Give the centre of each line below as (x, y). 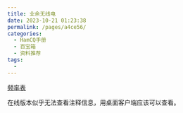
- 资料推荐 (27, 54)
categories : (25, 34)
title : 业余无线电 (32, 14)
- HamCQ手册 (30, 40)
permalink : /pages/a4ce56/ (47, 27)
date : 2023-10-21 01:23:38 (47, 20)
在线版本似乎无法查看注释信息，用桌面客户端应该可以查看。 (94, 102)
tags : (15, 60)
